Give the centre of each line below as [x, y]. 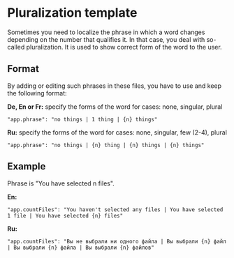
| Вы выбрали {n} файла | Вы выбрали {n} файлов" [81, 248]
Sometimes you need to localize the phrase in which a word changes [106, 32]
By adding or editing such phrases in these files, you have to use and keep [115, 86]
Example [27, 166]
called [16, 47]
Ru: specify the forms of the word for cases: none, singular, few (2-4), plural [117, 132]
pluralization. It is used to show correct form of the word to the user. [124, 47]
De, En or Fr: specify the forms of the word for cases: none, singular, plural [115, 107]
